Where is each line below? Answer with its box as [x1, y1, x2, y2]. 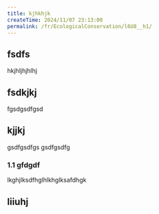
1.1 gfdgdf [7, 160, 40, 169]
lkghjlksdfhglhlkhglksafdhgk [7, 176, 87, 184]
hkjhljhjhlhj [7, 67, 38, 75]
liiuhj [7, 195, 29, 207]
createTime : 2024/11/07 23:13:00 [7, 17, 103, 23]
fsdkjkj [7, 87, 37, 98]
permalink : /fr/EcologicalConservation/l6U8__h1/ [7, 23, 153, 30]
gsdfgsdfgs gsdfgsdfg [7, 142, 70, 151]
